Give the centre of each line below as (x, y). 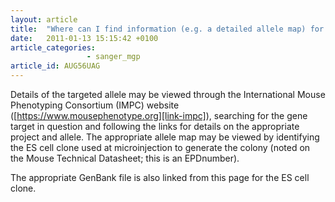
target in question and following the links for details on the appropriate (155, 126)
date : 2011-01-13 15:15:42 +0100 (84, 38)
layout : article (44, 19)
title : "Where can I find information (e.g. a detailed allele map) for (167, 29)
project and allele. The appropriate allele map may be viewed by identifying (165, 137)
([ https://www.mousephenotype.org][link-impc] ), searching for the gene (159, 115)
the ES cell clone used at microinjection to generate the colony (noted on (160, 147)
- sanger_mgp (113, 57)
